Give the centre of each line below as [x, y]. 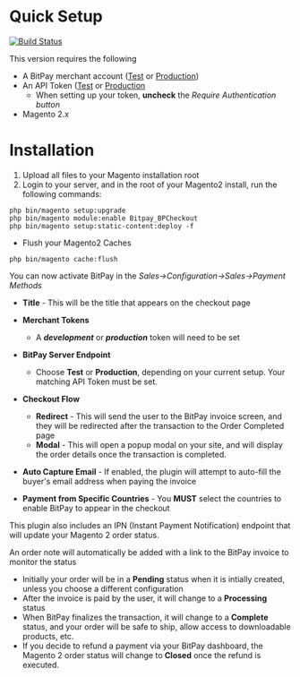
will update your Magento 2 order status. [84, 535]
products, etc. [48, 636]
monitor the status [43, 561]
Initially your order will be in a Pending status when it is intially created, [153, 578]
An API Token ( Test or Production [84, 85]
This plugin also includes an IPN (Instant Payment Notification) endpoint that [150, 525]
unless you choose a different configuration [103, 588]
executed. [41, 664]
